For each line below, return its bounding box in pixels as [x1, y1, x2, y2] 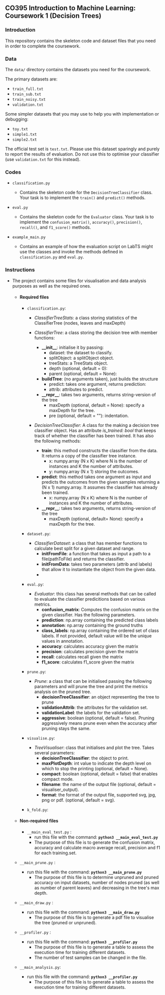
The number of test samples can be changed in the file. [34, 954, 147, 960]
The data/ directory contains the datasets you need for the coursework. [5, 66, 151, 72]
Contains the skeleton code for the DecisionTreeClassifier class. [19, 190, 153, 196]
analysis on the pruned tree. [34, 689, 92, 695]
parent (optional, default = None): [49, 371, 117, 376]
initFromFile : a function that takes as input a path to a [41, 550, 151, 556]
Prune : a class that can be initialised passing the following [34, 678, 152, 684]
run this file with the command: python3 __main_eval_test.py [34, 834, 159, 840]
